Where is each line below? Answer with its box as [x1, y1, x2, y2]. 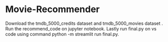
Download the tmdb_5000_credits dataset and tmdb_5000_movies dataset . [5, 20, 163, 26]
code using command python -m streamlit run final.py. [5, 31, 120, 37]
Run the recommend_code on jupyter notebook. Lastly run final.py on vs [5, 25, 157, 31]
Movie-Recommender [5, 4, 100, 15]
